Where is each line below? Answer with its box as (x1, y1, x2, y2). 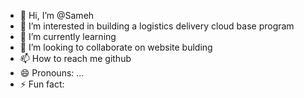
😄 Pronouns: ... (19, 67, 85, 79)
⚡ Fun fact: (19, 78, 65, 90)
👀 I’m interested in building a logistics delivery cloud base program (19, 20, 295, 32)
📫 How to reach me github (19, 53, 132, 64)
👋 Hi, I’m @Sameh (19, 10, 95, 21)
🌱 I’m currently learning (19, 31, 117, 42)
